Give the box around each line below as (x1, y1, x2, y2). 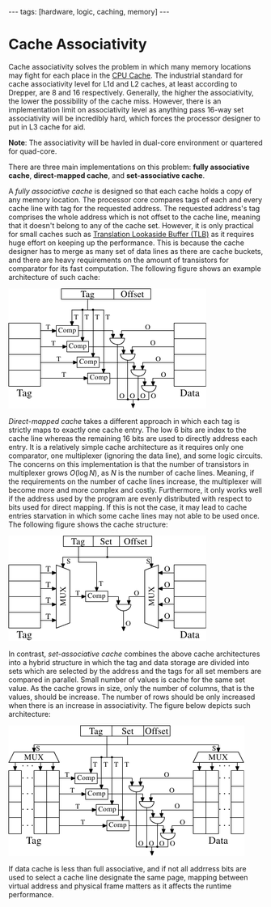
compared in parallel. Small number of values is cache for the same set (8, 675, 245, 684)
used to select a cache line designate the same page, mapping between (8, 872, 248, 882)
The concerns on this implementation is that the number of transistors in (8, 459, 249, 468)
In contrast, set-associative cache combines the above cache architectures (8, 649, 260, 659)
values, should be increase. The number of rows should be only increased (8, 692, 256, 701)
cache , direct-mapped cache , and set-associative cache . (8, 170, 205, 180)
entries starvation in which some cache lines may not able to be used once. (8, 511, 260, 520)
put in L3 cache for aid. (8, 121, 87, 132)
